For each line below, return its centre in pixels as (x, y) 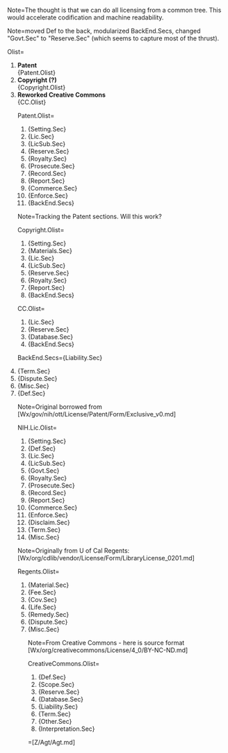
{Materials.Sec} (50, 251)
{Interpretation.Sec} (66, 729)
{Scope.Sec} (56, 685)
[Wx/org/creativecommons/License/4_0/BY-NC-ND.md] (108, 650)
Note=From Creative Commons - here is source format (106, 643)
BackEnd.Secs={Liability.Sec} (60, 358)
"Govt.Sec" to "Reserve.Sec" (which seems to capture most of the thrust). (113, 38)
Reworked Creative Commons (62, 95)
